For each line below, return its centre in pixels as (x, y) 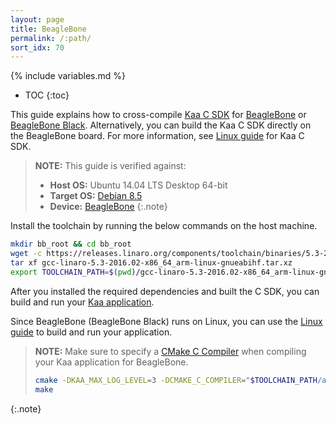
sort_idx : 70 (37, 47)
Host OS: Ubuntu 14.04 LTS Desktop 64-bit (138, 185)
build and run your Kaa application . (82, 302)
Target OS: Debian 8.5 (96, 196)
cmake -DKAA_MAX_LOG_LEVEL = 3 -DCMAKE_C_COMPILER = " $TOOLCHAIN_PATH (176, 380)
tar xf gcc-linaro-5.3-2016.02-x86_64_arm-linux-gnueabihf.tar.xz (151, 263)
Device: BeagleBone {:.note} (108, 207)
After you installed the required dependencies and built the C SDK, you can (165, 291)
